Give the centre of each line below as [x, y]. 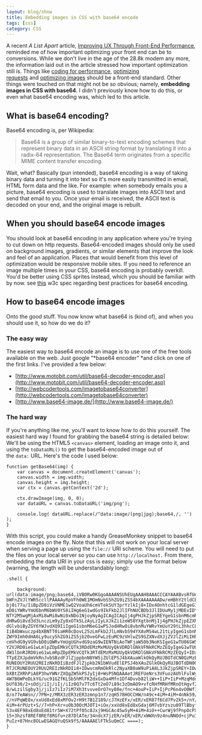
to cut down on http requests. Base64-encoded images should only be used [101, 244]
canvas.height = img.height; [54, 483]
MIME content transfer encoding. [62, 161]
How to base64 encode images [66, 302]
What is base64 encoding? [58, 116]
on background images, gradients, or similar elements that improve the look [100, 251]
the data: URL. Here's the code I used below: [62, 456]
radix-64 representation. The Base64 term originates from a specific [106, 155]
